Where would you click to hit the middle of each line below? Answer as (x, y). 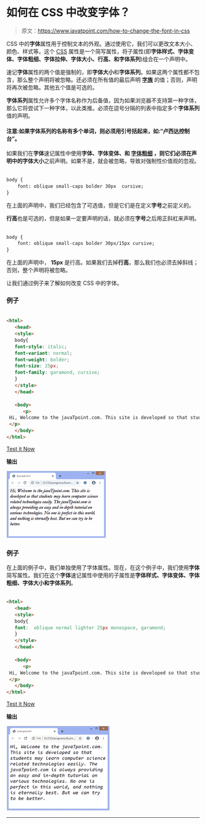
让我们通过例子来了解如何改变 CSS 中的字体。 (64, 283)
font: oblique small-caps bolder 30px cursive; (81, 186)
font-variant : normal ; (43, 353)
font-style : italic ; (41, 347)
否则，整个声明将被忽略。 (39, 270)
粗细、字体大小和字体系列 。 (41, 583)
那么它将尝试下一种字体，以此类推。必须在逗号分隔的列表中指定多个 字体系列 (103, 108)
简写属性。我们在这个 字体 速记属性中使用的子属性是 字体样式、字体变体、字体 (103, 575)
